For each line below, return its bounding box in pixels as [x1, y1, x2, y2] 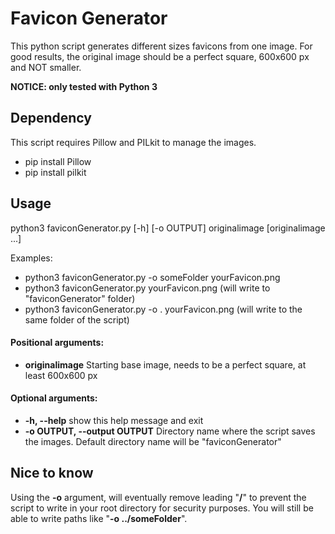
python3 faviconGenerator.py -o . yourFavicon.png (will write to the [24, 303, 303, 315]
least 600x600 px [24, 369, 98, 381]
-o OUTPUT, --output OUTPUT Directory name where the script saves [24, 425, 316, 437]
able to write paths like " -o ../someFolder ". [10, 512, 188, 524]
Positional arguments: [10, 337, 105, 349]
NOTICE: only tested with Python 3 [10, 80, 158, 92]
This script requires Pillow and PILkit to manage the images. [10, 136, 257, 148]
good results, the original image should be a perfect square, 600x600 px [10, 50, 310, 62]
